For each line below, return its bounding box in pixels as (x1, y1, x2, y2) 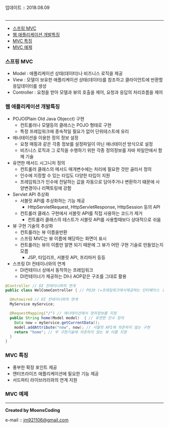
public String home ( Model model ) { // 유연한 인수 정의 (10, 315, 124, 321)
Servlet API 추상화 (12, 191, 49, 197)
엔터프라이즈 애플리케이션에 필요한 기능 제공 (12, 371, 99, 377)
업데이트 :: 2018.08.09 (5, 5, 50, 11)
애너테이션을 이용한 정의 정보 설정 (12, 135, 79, 141)
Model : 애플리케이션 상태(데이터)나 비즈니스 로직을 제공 (12, 71, 123, 77)
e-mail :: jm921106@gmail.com (5, 417, 69, 423)
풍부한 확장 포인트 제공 (12, 364, 57, 370)
